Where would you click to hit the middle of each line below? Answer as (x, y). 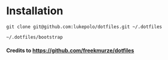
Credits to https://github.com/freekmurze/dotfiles (70, 50)
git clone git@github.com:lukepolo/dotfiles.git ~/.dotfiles (84, 27)
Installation (35, 11)
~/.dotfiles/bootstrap (34, 37)
